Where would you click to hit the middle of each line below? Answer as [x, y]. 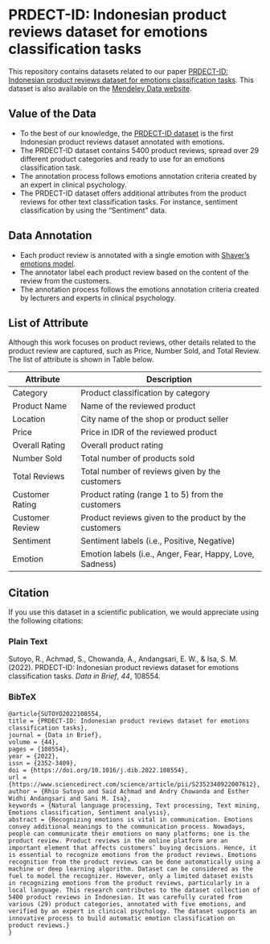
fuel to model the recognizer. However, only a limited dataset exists [131, 876]
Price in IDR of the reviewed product [149, 433]
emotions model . [48, 263]
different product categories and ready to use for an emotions [122, 159]
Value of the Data [52, 114]
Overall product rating [122, 445]
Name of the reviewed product [138, 406]
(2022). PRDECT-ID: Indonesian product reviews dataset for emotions [124, 668]
